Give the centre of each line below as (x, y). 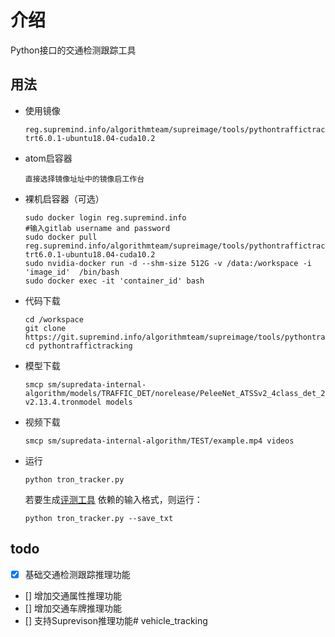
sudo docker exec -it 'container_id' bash (114, 281)
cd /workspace (54, 319)
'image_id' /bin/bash (72, 272)
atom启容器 (48, 158)
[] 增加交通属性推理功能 (73, 595)
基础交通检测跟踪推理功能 (77, 574)
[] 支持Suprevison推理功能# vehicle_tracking (116, 620)
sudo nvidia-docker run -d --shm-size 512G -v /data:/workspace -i (168, 263)
